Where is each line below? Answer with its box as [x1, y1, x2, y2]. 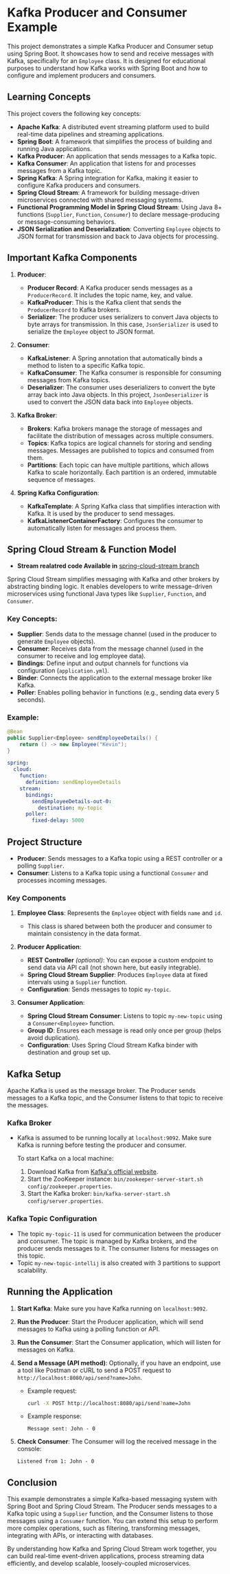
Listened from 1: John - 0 [16, 1458, 95, 1465]
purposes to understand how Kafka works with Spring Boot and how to [7, 64, 208, 72]
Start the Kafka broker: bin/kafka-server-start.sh [27, 1190, 170, 1198]
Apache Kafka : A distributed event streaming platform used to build [16, 122, 209, 131]
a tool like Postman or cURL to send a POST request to [16, 1366, 172, 1374]
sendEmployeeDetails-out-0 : [32, 798, 112, 805]
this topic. [16, 1251, 46, 1260]
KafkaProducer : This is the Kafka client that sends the [27, 298, 182, 306]
